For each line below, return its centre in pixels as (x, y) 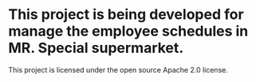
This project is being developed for (126, 15)
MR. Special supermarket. (96, 48)
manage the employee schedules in (128, 31)
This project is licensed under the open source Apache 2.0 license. (118, 69)
